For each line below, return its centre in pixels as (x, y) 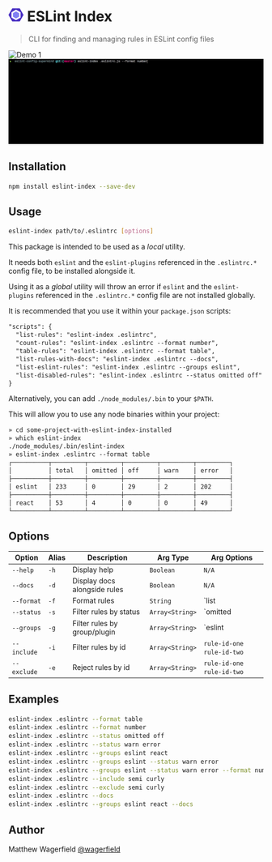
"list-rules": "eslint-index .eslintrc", (87, 335)
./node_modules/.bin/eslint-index (67, 446)
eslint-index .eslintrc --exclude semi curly (86, 787)
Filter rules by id (99, 647)
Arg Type (173, 557)
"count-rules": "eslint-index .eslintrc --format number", (117, 344)
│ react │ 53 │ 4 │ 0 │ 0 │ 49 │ (121, 503)
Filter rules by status (106, 612)
